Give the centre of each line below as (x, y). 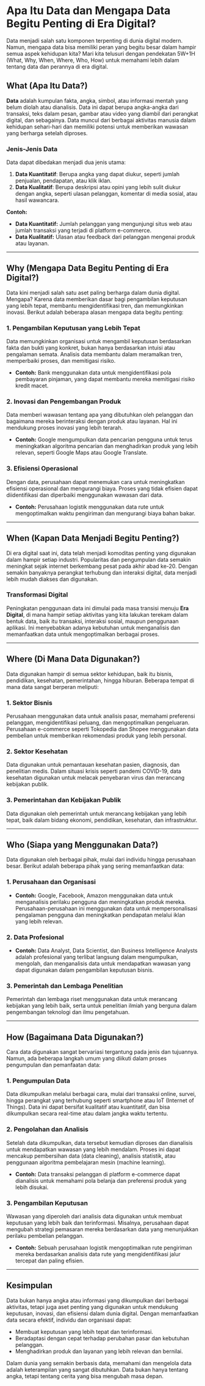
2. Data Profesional (35, 937)
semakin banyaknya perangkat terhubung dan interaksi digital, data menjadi (102, 572)
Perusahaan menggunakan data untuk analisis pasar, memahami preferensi (101, 716)
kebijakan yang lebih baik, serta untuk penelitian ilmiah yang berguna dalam (102, 1006)
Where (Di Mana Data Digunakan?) (73, 659)
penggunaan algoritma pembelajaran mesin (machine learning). (86, 1162)
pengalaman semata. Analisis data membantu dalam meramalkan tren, (95, 354)
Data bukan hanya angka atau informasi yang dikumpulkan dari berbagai (98, 1300)
